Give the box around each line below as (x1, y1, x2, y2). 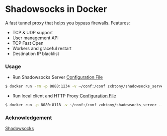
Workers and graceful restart (12, 45, 72, 51)
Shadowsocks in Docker (5, 3, 107, 15)
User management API (12, 35, 59, 41)
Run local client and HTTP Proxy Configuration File (12, 93, 116, 99)
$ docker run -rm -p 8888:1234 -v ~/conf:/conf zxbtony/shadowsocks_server (5, 84, 166, 89)
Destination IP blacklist (12, 51, 60, 57)
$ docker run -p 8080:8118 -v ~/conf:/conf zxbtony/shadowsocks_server (5, 103, 157, 108)
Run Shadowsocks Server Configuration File (12, 74, 103, 80)
